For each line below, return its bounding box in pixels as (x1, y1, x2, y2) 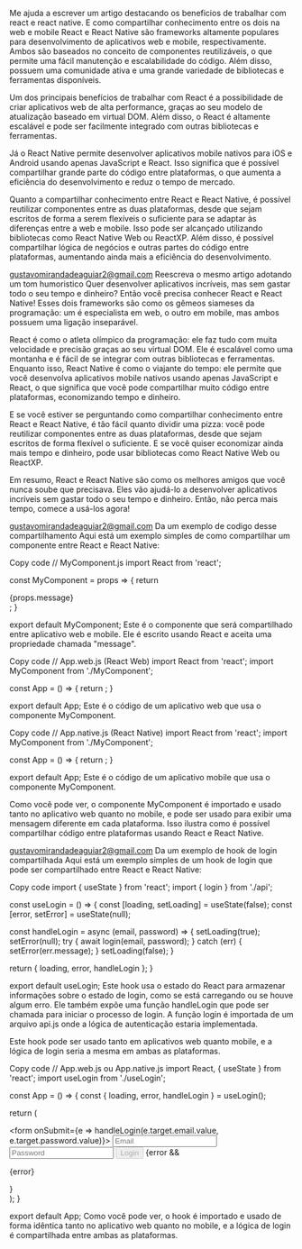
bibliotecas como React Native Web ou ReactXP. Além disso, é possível (9, 232, 274, 242)
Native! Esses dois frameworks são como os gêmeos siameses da (9, 297, 255, 308)
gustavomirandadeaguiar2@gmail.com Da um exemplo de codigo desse (9, 521, 278, 531)
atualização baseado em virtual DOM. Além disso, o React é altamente (9, 112, 270, 122)
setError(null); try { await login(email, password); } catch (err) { (9, 936, 243, 946)
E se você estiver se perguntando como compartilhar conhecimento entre (9, 409, 284, 420)
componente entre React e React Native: (9, 540, 160, 551)
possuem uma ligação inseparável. (9, 317, 139, 327)
